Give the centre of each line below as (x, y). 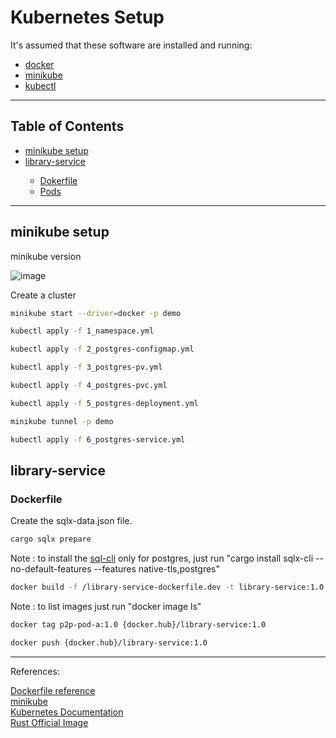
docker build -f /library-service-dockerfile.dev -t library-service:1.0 (167, 587)
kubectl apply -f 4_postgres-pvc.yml (89, 386)
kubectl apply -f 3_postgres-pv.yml (86, 367)
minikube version (46, 256)
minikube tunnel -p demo (62, 421)
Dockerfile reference (53, 690)
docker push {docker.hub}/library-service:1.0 (109, 642)
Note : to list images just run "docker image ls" (106, 606)
